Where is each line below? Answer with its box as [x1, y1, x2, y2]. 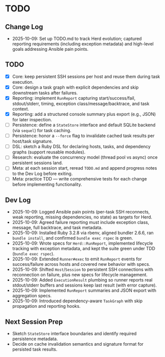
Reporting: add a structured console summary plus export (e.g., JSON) [12, 111, 156, 117]
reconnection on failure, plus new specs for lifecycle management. [12, 272, 148, 278]
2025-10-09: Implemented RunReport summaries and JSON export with [12, 287, 157, 293]
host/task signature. [12, 139, 53, 144]
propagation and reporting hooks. [12, 303, 81, 309]
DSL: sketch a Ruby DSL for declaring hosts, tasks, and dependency [12, 143, 151, 149]
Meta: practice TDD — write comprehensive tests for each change [12, 176, 147, 182]
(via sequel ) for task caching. [12, 128, 71, 134]
